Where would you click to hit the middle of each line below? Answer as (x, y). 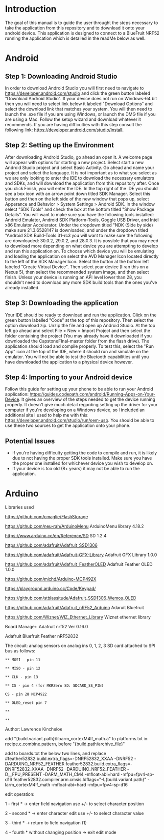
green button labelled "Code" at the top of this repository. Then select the (79, 320)
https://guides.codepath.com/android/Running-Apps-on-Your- (93, 394)
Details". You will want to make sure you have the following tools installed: (80, 214)
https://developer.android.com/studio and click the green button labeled (78, 93)
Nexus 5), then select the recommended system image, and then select (77, 272)
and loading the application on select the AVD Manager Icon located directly (82, 256)
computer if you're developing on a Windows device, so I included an (75, 410)
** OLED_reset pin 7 (26, 703)
